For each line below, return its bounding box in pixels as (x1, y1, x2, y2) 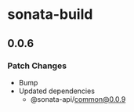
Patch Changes (7, 60, 67, 71)
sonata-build (7, 5, 93, 23)
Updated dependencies (18, 86, 96, 96)
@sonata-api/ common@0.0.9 (30, 94, 126, 103)
